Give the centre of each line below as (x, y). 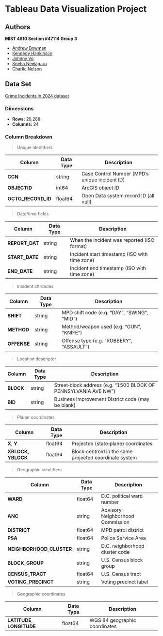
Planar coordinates (36, 417)
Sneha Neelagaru (29, 64)
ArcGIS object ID (101, 188)
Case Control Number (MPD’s (115, 174)
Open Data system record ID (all (118, 196)
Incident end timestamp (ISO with (108, 268)
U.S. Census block (122, 560)
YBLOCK (18, 458)
